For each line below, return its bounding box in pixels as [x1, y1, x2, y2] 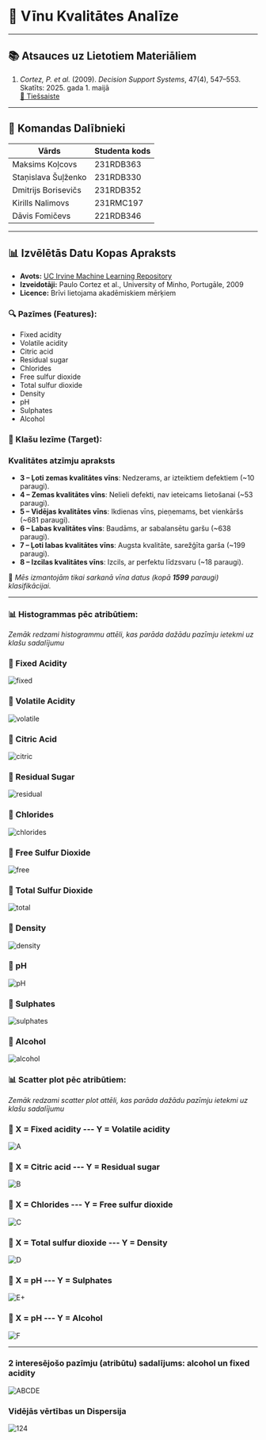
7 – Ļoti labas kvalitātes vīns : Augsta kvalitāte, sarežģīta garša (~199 [19, 540, 245, 550]
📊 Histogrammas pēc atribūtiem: [8, 608, 139, 619]
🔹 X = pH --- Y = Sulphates [8, 1274, 112, 1285]
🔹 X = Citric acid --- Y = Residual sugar [8, 1161, 161, 1172]
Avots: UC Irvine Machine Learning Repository [19, 271, 173, 281]
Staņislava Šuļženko [12, 171, 87, 182]
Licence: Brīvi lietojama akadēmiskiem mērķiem [19, 289, 177, 298]
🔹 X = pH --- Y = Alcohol [8, 1312, 103, 1323]
